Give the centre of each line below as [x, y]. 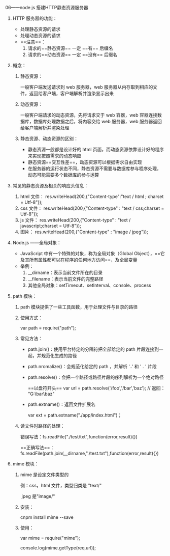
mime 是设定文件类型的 [44, 475]
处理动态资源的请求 [40, 35]
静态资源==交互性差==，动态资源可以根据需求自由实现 [85, 162]
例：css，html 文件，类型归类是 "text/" [61, 485]
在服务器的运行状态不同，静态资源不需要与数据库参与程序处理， [94, 169]
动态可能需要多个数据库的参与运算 [63, 175]
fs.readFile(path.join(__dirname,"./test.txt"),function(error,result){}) [89, 453]
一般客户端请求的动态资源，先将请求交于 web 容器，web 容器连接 [89, 115]
